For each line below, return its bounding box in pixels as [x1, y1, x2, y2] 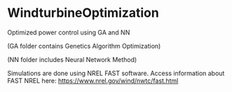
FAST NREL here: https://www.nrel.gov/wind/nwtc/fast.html [7, 76, 179, 85]
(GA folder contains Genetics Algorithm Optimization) [7, 41, 161, 50]
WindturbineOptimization [7, 5, 159, 21]
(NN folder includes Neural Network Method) [7, 55, 137, 64]
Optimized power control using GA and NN [7, 28, 130, 37]
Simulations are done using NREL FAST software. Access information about [7, 69, 225, 77]
